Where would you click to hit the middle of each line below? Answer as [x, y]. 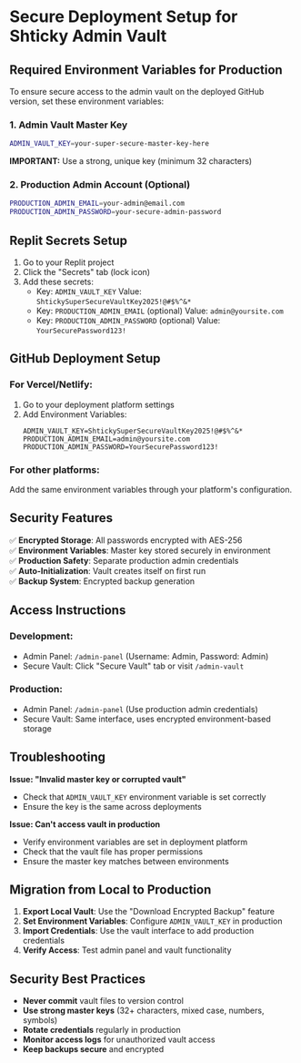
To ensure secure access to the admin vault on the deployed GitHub [137, 92]
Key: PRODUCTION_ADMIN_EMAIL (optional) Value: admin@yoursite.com [160, 311]
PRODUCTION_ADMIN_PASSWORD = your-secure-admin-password [115, 212]
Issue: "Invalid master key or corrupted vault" [98, 779]
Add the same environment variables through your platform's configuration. [151, 490]
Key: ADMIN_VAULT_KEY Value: [89, 291]
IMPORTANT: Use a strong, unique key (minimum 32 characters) [131, 161]
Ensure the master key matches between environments [125, 861]
